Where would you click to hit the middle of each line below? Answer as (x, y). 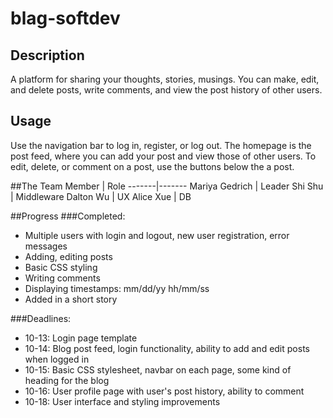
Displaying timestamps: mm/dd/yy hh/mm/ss (117, 288)
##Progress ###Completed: (68, 216)
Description (47, 55)
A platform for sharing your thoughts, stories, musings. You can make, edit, (165, 79)
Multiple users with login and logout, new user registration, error (157, 235)
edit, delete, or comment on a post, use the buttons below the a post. (152, 166)
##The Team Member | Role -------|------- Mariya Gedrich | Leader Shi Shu (167, 186)
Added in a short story (71, 299)
